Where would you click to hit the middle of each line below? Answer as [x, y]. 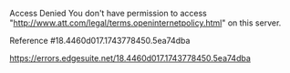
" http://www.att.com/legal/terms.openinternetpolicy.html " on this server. [145, 23]
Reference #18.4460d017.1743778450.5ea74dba [100, 41]
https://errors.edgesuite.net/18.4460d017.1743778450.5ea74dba [130, 58]
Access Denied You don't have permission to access [108, 13]
